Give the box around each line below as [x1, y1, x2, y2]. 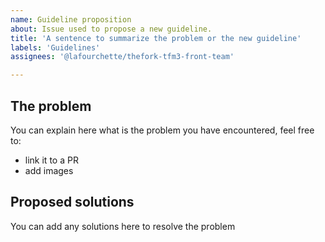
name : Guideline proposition [10, 14, 132, 25]
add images [24, 164, 74, 176]
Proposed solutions [10, 194, 135, 211]
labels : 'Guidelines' [10, 42, 101, 53]
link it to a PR [24, 154, 79, 166]
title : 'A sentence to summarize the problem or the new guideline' [10, 33, 302, 43]
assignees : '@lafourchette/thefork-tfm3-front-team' [10, 52, 235, 62]
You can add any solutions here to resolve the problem [10, 220, 236, 232]
